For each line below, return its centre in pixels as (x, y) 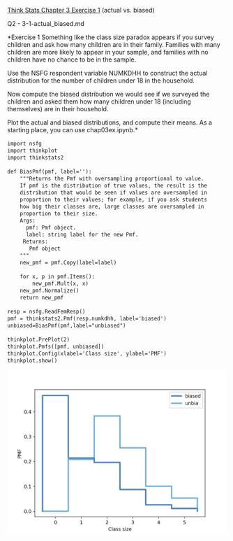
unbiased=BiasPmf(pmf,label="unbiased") (67, 325)
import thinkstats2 (36, 157)
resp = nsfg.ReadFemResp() (46, 311)
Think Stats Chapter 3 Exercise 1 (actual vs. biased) (81, 10)
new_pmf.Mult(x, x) (61, 283)
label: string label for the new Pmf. (82, 234)
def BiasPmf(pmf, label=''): (50, 171)
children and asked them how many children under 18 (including (99, 101)
